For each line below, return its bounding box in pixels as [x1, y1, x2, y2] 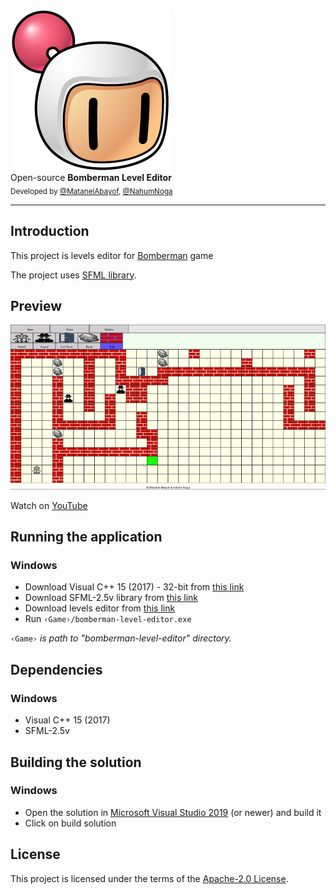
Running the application [10, 529, 163, 546]
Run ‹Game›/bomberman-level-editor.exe [24, 613, 192, 625]
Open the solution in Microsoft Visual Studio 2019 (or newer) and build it [24, 806, 322, 818]
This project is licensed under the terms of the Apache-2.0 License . [10, 872, 289, 884]
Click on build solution [24, 817, 117, 829]
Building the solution [10, 754, 142, 771]
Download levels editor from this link [24, 602, 176, 614]
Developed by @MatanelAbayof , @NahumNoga [10, 186, 173, 196]
